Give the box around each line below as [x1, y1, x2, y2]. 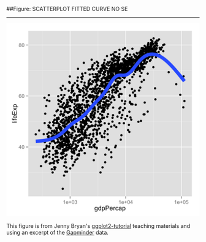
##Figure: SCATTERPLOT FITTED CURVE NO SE [6, 6, 128, 12]
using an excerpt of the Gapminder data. [6, 229, 109, 236]
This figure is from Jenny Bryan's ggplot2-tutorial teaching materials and [6, 222, 191, 229]
